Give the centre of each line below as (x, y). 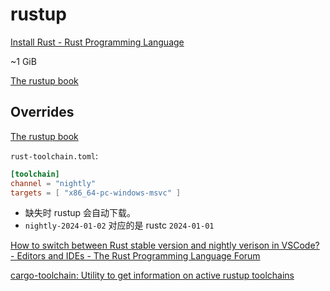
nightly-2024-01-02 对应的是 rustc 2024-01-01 (119, 225)
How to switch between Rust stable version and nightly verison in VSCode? (165, 245)
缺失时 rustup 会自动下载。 (80, 213)
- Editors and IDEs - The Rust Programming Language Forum (135, 256)
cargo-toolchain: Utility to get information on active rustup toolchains (152, 275)
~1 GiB (23, 61)
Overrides (42, 112)
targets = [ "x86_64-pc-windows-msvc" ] (96, 193)
